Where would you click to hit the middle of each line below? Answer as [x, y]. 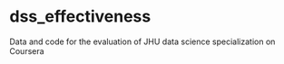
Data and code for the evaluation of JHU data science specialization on [142, 41]
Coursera [27, 50]
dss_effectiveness [80, 17]
